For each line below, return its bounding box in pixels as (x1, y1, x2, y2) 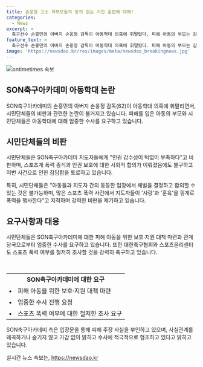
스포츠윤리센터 (159, 241, 194, 248)
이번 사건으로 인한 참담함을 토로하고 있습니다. (6, 169, 113, 176)
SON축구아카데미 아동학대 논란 (6, 85, 115, 96)
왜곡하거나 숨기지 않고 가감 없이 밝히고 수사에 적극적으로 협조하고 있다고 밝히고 (6, 334, 192, 341)
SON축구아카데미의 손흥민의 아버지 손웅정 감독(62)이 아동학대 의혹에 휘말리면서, (6, 102, 196, 109)
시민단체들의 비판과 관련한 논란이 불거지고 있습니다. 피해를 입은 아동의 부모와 (6, 109, 187, 117)
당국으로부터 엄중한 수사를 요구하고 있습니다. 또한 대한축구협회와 (6, 241, 158, 248)
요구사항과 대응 (6, 216, 60, 227)
